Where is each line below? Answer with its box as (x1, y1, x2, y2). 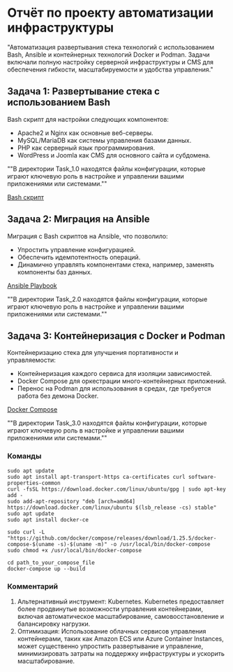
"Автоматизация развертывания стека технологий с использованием (7, 43, 215, 51)
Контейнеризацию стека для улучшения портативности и (7, 349, 179, 357)
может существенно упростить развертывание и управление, (17, 642, 204, 650)
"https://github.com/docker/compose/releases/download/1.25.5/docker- (7, 534, 217, 542)
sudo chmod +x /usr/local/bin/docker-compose (7, 547, 142, 554)
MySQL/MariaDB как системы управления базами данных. (17, 136, 192, 144)
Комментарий (7, 581, 58, 591)
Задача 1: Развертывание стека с (7, 85, 160, 97)
